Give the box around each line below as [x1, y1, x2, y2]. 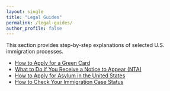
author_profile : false [6, 25, 62, 32]
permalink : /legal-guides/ [6, 20, 73, 26]
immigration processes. [6, 48, 64, 55]
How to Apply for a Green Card [14, 59, 91, 67]
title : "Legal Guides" [6, 14, 62, 20]
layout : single [6, 8, 44, 15]
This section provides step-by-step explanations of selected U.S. [6, 42, 165, 49]
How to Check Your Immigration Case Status [14, 79, 124, 86]
